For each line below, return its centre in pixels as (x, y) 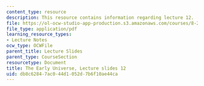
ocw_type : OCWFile (29, 46)
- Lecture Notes (27, 40)
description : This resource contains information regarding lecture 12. (100, 18)
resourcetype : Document (36, 62)
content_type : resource (36, 12)
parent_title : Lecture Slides (45, 51)
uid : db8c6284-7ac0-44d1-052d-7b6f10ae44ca (62, 74)
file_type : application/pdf (42, 29)
